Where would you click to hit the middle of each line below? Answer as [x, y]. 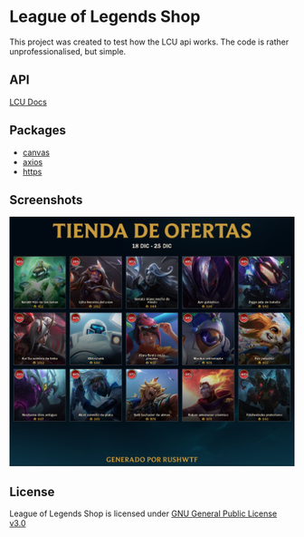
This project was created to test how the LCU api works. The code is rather [149, 42]
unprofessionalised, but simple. [68, 51]
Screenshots [46, 200]
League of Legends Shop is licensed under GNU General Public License [143, 513]
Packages [38, 130]
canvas [36, 152]
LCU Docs [28, 102]
